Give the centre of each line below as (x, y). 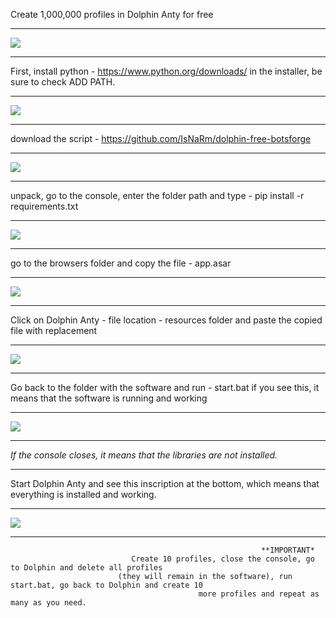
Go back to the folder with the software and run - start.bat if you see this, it (165, 387)
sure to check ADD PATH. (63, 82)
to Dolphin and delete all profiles (86, 568)
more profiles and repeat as (259, 594)
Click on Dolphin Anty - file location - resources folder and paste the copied (166, 320)
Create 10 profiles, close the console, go (223, 559)
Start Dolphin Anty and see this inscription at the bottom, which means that (165, 483)
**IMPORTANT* (287, 550)
